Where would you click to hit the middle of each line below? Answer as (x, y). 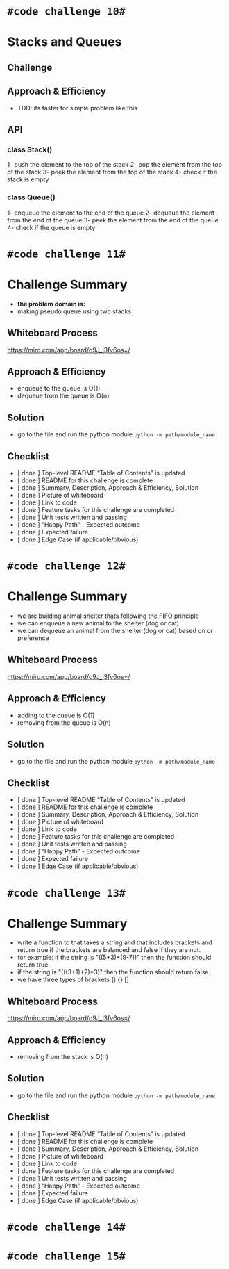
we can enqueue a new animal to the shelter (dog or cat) (98, 623)
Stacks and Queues (65, 42)
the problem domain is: (51, 304)
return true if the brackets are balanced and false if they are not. (109, 950)
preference (33, 638)
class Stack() (30, 149)
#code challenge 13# (67, 893)
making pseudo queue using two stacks (74, 311)
